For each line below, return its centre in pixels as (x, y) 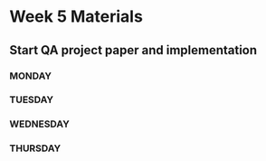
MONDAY (31, 76)
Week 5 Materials (76, 17)
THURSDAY (35, 148)
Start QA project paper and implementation (133, 50)
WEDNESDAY (39, 124)
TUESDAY (32, 99)
